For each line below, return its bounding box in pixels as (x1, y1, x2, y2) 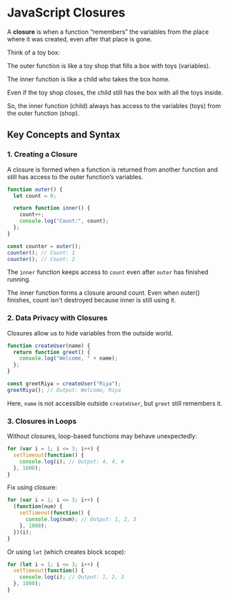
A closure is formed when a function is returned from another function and (7, 165, 218, 174)
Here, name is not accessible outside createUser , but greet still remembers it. (7, 399, 223, 407)
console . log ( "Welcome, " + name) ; (19, 355, 118, 362)
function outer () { (7, 186, 63, 193)
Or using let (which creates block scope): (7, 548, 126, 556)
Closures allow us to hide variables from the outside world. (7, 329, 174, 337)
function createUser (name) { (7, 342, 91, 349)
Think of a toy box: (7, 48, 60, 56)
